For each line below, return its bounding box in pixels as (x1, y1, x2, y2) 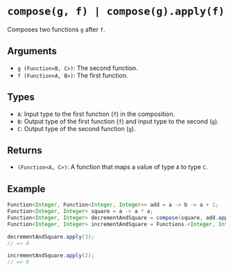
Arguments (7, 45, 58, 57)
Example (7, 182, 46, 195)
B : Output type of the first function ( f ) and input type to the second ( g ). (17, 117, 220, 126)
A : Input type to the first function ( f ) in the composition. (17, 110, 175, 118)
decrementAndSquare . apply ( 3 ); (7, 233, 95, 240)
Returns (7, 144, 43, 156)
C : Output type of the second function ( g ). (17, 124, 137, 133)
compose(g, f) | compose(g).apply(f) (7, 5, 225, 18)
